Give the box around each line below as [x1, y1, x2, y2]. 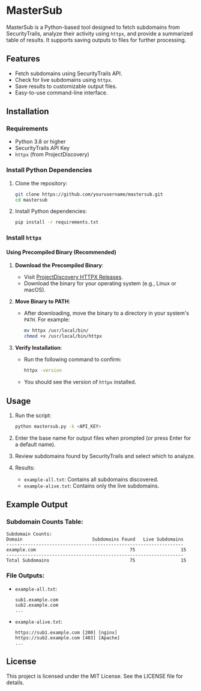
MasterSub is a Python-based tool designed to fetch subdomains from [6, 23, 180, 31]
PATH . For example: [23, 316, 70, 323]
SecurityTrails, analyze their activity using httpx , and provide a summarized [6, 29, 193, 37]
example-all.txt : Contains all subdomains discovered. [23, 476, 159, 483]
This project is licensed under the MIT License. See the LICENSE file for [6, 672, 184, 680]
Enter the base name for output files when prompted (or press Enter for [14, 434, 191, 441]
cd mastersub [14, 197, 48, 203]
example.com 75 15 [6, 547, 187, 553]
